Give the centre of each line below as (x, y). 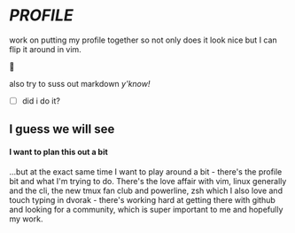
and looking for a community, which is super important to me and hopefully (146, 209)
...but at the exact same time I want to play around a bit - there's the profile (146, 171)
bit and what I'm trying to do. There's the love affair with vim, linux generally (148, 181)
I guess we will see (62, 129)
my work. (26, 219)
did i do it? (41, 101)
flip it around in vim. (45, 49)
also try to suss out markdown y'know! (80, 83)
